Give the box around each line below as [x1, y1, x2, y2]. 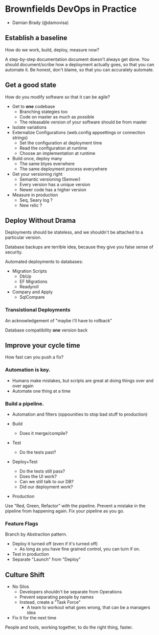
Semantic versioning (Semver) [19, 176, 81, 182]
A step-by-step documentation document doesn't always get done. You [5, 56, 150, 62]
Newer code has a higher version [19, 187, 87, 192]
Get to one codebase [12, 103, 55, 109]
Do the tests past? [19, 449, 56, 455]
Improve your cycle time [5, 341, 81, 350]
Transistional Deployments [5, 306, 71, 313]
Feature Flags [5, 520, 38, 527]
